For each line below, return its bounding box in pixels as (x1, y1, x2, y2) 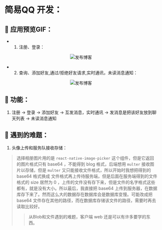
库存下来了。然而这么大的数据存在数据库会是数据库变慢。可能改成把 (16, 191, 153, 197)
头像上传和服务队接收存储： (11, 145, 67, 151)
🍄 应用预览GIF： (4, 25, 53, 33)
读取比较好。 (16, 203, 42, 209)
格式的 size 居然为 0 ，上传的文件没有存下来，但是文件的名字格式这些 (16, 179, 156, 185)
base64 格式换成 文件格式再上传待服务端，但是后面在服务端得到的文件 (16, 173, 158, 179)
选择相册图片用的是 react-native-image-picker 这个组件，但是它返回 (16, 155, 154, 161)
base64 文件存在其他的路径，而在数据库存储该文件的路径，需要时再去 (16, 197, 156, 203)
